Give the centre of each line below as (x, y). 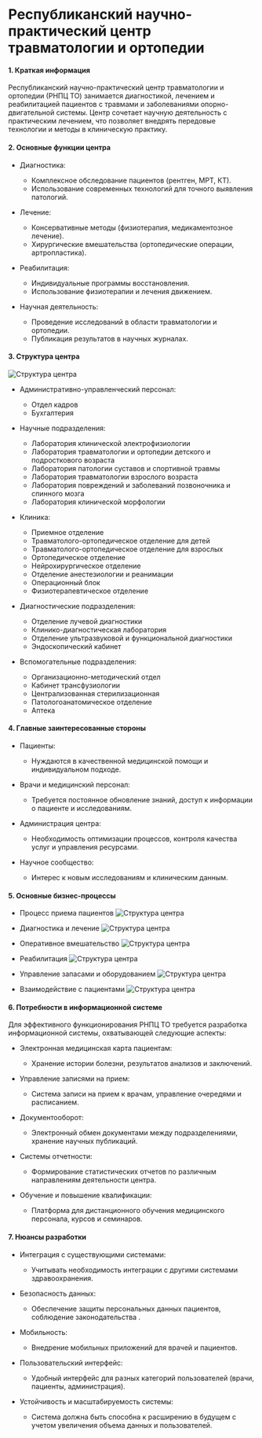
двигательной (31, 112)
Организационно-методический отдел (96, 677)
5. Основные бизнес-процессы (62, 895)
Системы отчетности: (56, 1156)
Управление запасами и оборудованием (87, 974)
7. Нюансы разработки (47, 1237)
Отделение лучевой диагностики (87, 621)
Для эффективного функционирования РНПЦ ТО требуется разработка (128, 1025)
